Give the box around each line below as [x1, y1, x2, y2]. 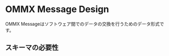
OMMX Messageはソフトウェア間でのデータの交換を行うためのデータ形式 [5, 21, 160, 27]
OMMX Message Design [5, 4, 109, 15]
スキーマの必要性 [5, 43, 59, 52]
